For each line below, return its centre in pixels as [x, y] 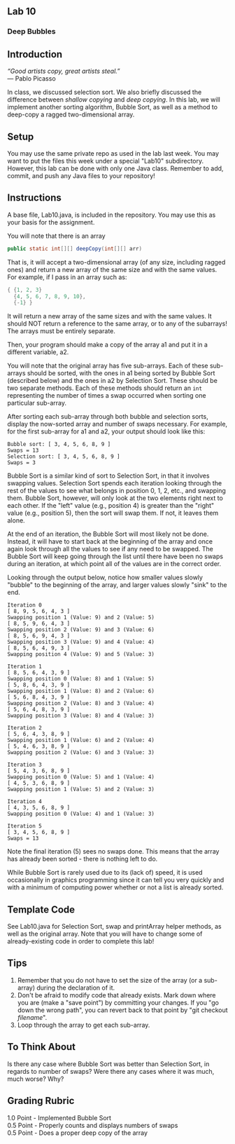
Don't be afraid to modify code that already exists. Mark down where [116, 995]
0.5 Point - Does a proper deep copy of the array [78, 1133]
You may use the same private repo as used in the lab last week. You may [113, 153]
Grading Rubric [41, 1101]
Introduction [35, 54]
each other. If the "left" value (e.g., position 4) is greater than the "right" [111, 506]
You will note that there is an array [57, 236]
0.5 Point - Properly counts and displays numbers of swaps [93, 1125]
